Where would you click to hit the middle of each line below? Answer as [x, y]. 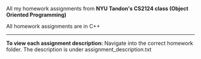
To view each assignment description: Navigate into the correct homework [100, 43]
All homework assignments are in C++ [53, 26]
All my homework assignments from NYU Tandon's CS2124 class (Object [97, 9]
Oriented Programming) [36, 15]
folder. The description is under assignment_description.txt [79, 49]
